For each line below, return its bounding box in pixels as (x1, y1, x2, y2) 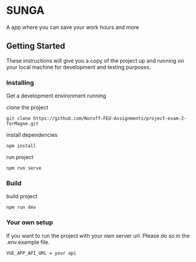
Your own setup (6, 218, 54, 226)
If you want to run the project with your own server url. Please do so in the (6, 232, 191, 239)
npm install (6, 143, 36, 149)
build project (6, 193, 38, 200)
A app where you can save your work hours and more (6, 23, 139, 31)
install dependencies (6, 131, 58, 139)
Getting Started (6, 41, 66, 51)
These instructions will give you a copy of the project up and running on (6, 57, 185, 64)
